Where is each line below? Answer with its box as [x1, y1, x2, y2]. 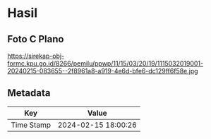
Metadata [7, 87, 51, 99]
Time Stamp [11, 120, 52, 130]
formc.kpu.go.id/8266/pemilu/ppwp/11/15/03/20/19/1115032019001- [7, 59, 203, 68]
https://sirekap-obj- [7, 52, 65, 60]
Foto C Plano [7, 33, 64, 45]
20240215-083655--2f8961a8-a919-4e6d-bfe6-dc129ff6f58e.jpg [7, 67, 199, 75]
